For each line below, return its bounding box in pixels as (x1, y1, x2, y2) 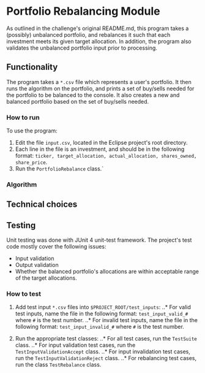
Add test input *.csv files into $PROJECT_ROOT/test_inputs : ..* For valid (15, 304, 192, 311)
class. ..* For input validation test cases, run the (15, 342, 136, 349)
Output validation (15, 261, 59, 269)
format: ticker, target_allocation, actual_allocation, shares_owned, (15, 152, 197, 160)
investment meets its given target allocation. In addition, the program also (6, 37, 192, 45)
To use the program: (6, 127, 58, 134)
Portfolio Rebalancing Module (6, 4, 160, 18)
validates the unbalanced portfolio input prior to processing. (6, 44, 158, 52)
